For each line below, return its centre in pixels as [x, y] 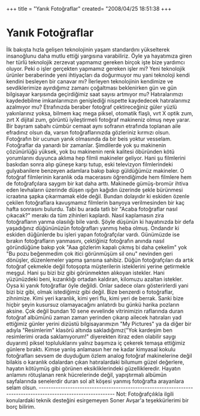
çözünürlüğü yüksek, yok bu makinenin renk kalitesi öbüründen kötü [90, 151]
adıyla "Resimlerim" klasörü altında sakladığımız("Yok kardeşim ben [89, 330]
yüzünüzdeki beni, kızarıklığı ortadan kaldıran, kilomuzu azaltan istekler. [95, 279]
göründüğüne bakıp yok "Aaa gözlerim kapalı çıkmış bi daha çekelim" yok [97, 247]
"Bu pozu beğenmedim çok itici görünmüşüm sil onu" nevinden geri [90, 253]
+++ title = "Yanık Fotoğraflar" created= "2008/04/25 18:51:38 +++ [89, 9]
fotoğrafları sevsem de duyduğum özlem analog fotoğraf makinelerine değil [99, 355]
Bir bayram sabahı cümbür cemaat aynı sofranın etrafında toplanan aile [94, 126]
